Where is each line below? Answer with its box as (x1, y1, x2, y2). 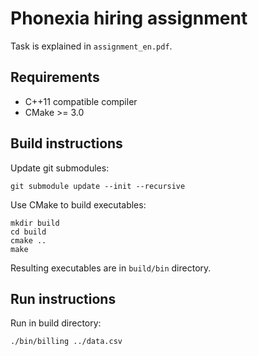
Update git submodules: (10, 162, 110, 174)
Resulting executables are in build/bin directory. (10, 262, 212, 274)
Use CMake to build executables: (10, 198, 147, 211)
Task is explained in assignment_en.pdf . (10, 40, 173, 52)
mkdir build (10, 218, 60, 228)
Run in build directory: (10, 317, 102, 329)
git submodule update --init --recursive (10, 181, 186, 191)
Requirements (10, 69, 100, 86)
